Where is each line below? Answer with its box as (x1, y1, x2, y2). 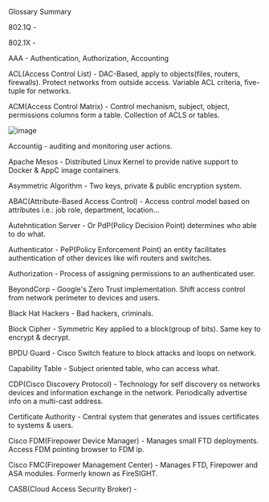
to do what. (8, 229, 46, 239)
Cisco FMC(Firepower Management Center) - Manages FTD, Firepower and (8, 460, 259, 469)
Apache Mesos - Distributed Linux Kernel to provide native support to (8, 157, 238, 166)
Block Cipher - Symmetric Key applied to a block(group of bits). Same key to (8, 324, 261, 333)
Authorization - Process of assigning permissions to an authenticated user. (8, 269, 256, 278)
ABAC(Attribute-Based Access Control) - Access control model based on (8, 197, 251, 206)
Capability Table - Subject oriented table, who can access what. (8, 364, 220, 373)
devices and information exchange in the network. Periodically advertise (8, 388, 247, 397)
